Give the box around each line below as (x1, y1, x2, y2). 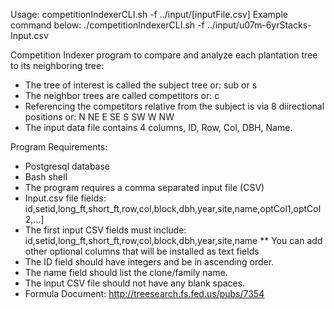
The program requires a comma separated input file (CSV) (24, 182, 265, 193)
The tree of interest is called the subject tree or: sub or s (24, 79, 258, 91)
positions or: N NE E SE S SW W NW (24, 111, 175, 123)
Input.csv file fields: (24, 192, 107, 204)
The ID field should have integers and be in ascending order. (24, 256, 275, 268)
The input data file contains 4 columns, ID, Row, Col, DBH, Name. (24, 122, 293, 133)
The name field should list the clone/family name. (24, 267, 228, 278)
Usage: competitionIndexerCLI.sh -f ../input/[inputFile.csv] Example (10, 9, 288, 20)
